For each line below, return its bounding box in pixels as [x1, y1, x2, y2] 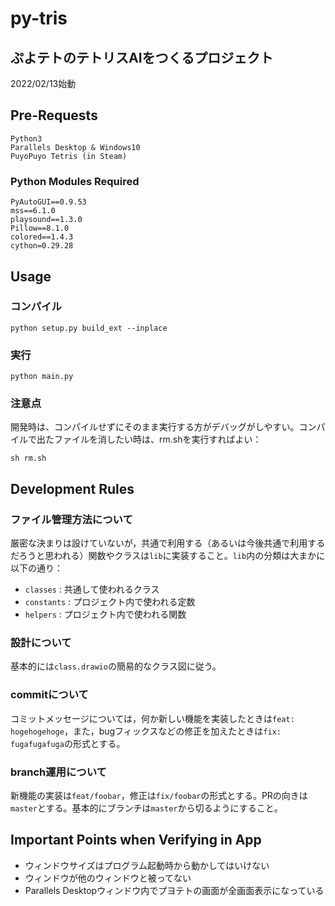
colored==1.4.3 [10, 232, 74, 242]
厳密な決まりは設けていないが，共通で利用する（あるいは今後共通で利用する [10, 537, 326, 549]
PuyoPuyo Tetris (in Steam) [10, 151, 128, 161]
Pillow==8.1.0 [10, 223, 70, 234]
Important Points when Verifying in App [10, 832, 262, 849]
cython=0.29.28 [10, 241, 74, 251]
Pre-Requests [10, 107, 98, 124]
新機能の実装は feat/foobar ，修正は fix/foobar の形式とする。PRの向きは [10, 789, 308, 801]
